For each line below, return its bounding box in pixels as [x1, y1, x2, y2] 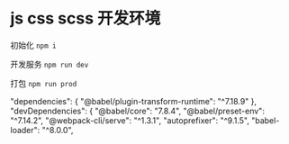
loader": [10, 124, 41, 135]
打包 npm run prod [10, 77, 77, 88]
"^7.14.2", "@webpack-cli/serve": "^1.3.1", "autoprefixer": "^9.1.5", [10, 114, 250, 126]
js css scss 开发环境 [10, 8, 161, 29]
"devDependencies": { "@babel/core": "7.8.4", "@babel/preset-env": [10, 105, 265, 116]
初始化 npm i [10, 40, 57, 50]
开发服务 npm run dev [10, 58, 89, 69]
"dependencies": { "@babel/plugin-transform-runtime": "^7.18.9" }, [10, 95, 257, 106]
